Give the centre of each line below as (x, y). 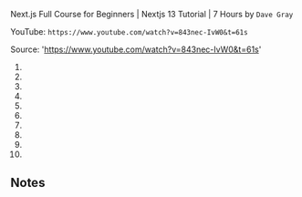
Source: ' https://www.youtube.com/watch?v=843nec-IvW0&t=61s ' (136, 49)
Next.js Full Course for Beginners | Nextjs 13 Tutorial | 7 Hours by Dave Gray (152, 14)
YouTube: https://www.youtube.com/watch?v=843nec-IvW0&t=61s (130, 31)
